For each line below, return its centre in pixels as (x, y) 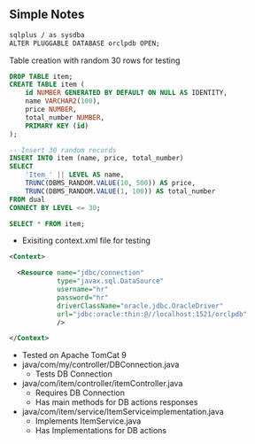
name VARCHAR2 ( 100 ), (63, 101)
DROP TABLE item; (41, 76)
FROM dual (27, 199)
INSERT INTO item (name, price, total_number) (97, 159)
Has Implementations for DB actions (100, 431)
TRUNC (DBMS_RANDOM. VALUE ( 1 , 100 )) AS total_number (120, 191)
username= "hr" (82, 290)
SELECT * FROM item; (47, 224)
